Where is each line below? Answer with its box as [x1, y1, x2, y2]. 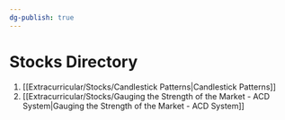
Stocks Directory [9, 51, 138, 72]
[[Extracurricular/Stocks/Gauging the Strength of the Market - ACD [22, 90, 271, 101]
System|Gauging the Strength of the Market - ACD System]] [22, 100, 245, 111]
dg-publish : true [9, 13, 75, 22]
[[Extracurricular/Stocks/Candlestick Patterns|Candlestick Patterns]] [22, 81, 276, 92]
